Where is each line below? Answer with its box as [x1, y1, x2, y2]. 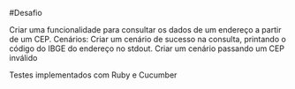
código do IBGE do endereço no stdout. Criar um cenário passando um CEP [9, 43, 285, 54]
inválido [9, 53, 38, 63]
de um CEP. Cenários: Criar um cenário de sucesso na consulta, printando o [9, 34, 287, 44]
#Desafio [9, 8, 42, 18]
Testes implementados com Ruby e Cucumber [9, 70, 178, 80]
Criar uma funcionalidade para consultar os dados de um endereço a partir [9, 25, 282, 34]
